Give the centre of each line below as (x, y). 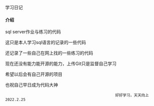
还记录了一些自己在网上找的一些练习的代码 (49, 53)
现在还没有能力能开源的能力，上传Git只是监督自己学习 (61, 63)
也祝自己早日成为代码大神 (32, 85)
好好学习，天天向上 (132, 95)
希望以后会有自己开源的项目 (34, 74)
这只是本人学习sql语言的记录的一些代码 (46, 42)
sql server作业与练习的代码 (33, 32)
